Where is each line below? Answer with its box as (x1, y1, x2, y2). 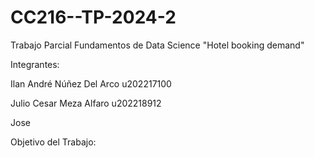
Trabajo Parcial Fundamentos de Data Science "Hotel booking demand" (10, 39, 305, 51)
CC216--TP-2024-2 (10, 6, 177, 29)
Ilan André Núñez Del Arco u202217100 (10, 77, 172, 90)
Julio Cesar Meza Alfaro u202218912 (10, 97, 162, 109)
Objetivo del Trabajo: (10, 136, 97, 148)
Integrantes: (10, 58, 60, 70)
